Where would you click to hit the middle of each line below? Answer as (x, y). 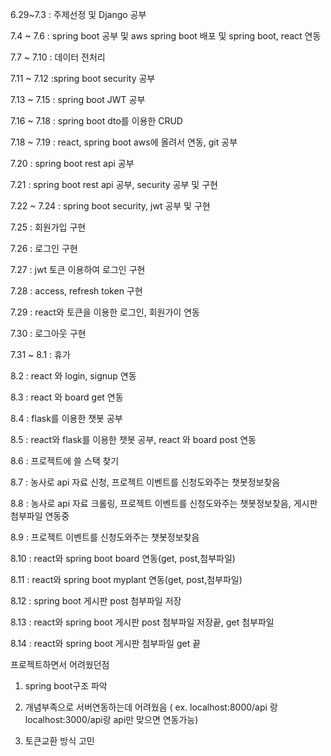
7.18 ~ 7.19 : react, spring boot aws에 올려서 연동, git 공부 (124, 142)
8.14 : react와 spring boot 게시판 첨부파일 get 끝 (106, 643)
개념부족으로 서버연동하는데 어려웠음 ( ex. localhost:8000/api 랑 (151, 707)
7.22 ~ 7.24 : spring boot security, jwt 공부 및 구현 (110, 206)
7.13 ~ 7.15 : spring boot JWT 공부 (78, 99)
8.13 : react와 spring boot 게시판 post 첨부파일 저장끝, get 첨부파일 (142, 622)
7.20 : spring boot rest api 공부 (72, 163)
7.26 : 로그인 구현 (44, 248)
